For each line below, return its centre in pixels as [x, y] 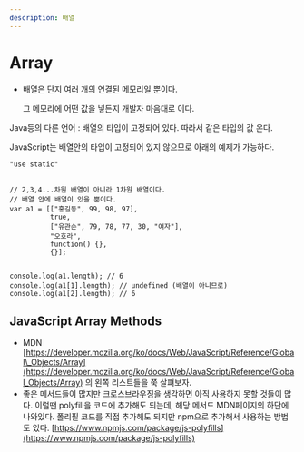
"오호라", [65, 236]
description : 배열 [42, 18]
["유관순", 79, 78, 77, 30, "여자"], [116, 226]
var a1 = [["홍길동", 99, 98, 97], [74, 209]
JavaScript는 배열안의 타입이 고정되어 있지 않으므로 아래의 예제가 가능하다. [142, 147]
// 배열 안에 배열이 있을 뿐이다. [63, 199]
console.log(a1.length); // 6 [67, 276]
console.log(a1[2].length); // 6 [73, 293]
